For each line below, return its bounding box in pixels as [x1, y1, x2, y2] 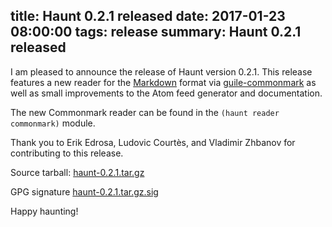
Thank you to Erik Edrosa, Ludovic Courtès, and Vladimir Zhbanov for [10, 136, 296, 148]
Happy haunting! [10, 205, 79, 217]
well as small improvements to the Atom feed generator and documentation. [10, 87, 323, 99]
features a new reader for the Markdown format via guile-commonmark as [10, 76, 317, 88]
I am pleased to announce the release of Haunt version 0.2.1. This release [10, 65, 313, 78]
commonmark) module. [10, 117, 96, 129]
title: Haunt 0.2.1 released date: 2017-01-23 [10, 8, 286, 25]
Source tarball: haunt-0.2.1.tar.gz [10, 166, 145, 178]
